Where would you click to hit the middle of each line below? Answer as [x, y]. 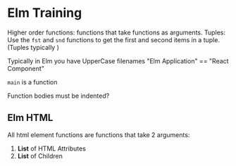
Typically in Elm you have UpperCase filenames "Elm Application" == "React [118, 60]
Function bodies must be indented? [58, 96]
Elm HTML [30, 118]
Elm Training [45, 13]
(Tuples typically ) [33, 47]
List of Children [40, 155]
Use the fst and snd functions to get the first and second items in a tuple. [114, 39]
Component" [26, 68]
